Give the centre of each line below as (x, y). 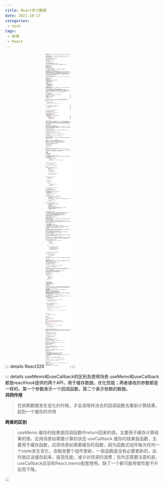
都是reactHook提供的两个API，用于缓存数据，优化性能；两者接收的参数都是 (82, 382)
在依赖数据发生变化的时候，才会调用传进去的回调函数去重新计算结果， (88, 405)
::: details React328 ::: (40, 366)
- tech (14, 26)
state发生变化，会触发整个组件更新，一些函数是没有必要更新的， (87, 451)
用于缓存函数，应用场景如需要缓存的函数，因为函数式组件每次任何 (88, 445)
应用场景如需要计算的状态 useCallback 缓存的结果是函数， (93, 438)
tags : (11, 31)
